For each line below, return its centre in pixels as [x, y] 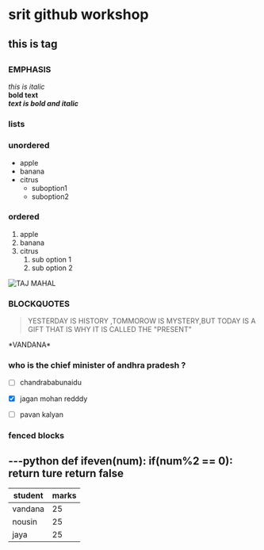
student [28, 495]
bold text [23, 95]
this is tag [33, 44]
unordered [29, 146]
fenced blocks [36, 435]
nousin [25, 522]
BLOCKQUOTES [39, 304]
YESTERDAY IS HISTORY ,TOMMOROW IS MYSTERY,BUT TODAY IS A [142, 321]
